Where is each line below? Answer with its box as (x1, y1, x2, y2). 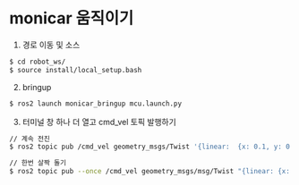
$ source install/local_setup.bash (9, 65, 142, 74)
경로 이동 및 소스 (21, 39, 81, 50)
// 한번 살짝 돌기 (9, 158, 67, 168)
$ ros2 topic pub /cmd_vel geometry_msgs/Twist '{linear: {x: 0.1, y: (9, 142, 282, 152)
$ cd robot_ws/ (9, 57, 66, 66)
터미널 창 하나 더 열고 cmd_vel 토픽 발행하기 (21, 116, 176, 127)
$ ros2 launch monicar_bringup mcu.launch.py (9, 99, 182, 108)
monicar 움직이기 (9, 8, 134, 29)
